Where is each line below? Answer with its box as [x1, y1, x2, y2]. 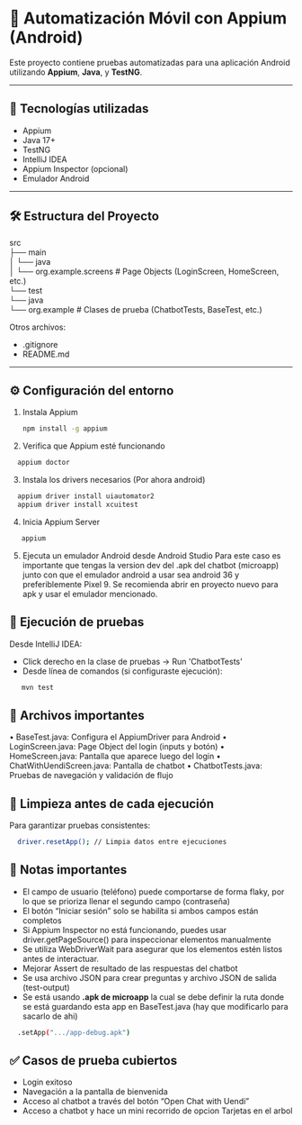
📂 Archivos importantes [9, 707, 146, 723]
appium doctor [17, 458, 70, 467]
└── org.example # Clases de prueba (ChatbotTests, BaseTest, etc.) [9, 304, 262, 314]
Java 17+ [22, 134, 56, 145]
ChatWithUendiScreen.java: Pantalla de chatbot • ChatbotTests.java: [9, 760, 262, 771]
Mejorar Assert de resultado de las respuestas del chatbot [22, 963, 238, 974]
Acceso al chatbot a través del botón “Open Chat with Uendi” [22, 1096, 250, 1107]
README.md [22, 349, 70, 359]
